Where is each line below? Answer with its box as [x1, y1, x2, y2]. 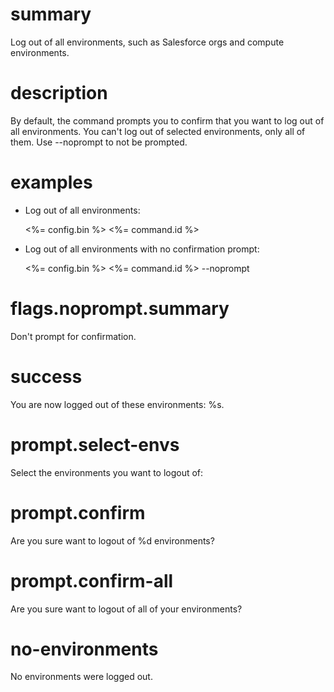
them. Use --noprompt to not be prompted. [10, 136, 188, 148]
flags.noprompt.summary [10, 298, 230, 320]
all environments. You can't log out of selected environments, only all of [10, 125, 306, 137]
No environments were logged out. [10, 671, 153, 683]
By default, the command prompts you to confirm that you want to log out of [10, 114, 325, 127]
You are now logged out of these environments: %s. [10, 398, 225, 410]
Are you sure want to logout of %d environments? [10, 534, 215, 547]
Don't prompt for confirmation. [10, 330, 137, 342]
